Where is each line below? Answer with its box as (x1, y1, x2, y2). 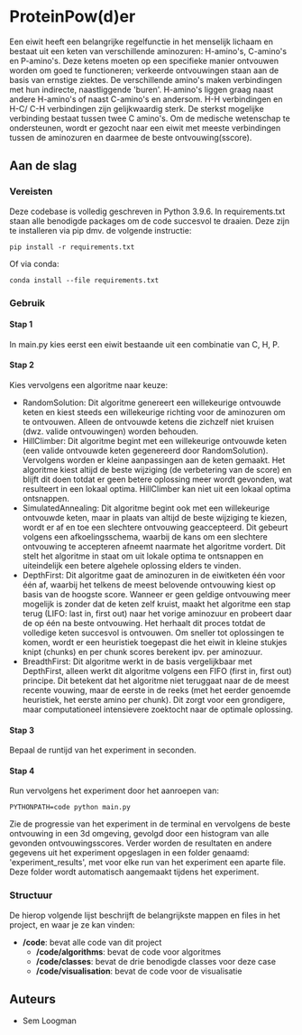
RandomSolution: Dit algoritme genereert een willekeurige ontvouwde (22, 397, 281, 408)
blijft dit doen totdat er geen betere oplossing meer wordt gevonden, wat (22, 474, 293, 485)
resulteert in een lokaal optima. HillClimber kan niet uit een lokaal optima (22, 483, 291, 494)
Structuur (9, 889, 53, 901)
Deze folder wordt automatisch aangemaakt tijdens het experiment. (9, 866, 260, 877)
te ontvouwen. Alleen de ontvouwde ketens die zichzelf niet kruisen (22, 416, 275, 427)
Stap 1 (9, 319, 33, 330)
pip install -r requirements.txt (9, 242, 135, 252)
